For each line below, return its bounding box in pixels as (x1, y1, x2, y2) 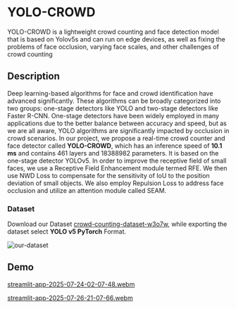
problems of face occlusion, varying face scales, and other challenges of (7, 42, 220, 51)
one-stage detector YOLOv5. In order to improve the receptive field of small (7, 156, 227, 165)
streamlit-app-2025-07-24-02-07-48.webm (7, 279, 135, 289)
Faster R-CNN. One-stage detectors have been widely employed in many (7, 111, 220, 120)
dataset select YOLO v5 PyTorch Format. (7, 227, 127, 236)
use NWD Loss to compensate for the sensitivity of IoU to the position (7, 171, 210, 179)
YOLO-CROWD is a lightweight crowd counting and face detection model (7, 27, 220, 36)
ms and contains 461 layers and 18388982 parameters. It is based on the (7, 149, 219, 157)
